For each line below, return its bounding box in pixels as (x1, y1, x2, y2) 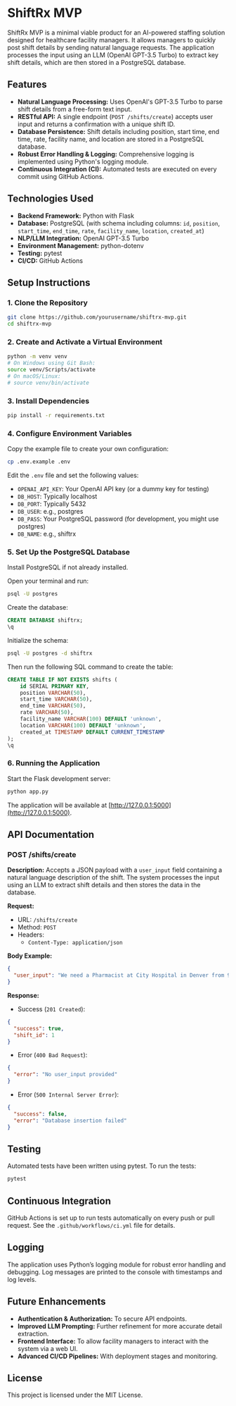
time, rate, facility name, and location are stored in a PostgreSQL (17, 135, 204, 143)
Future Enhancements (7, 1295, 107, 1308)
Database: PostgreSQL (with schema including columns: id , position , (17, 218, 220, 227)
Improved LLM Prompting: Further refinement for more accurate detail (17, 1321, 223, 1330)
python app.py (7, 788, 49, 795)
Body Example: (7, 951, 53, 960)
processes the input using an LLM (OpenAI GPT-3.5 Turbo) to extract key (7, 51, 219, 59)
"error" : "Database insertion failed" (13, 1117, 128, 1124)
